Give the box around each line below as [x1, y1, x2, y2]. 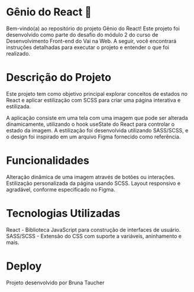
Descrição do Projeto [6, 71, 111, 85]
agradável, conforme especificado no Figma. [6, 186, 115, 193]
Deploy [6, 259, 42, 272]
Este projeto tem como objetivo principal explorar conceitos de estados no [6, 90, 188, 97]
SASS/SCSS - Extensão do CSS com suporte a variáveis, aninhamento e [6, 232, 182, 239]
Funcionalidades [6, 154, 90, 167]
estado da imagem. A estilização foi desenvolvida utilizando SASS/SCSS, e [6, 126, 189, 134]
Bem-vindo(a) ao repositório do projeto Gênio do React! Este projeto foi [6, 25, 180, 32]
